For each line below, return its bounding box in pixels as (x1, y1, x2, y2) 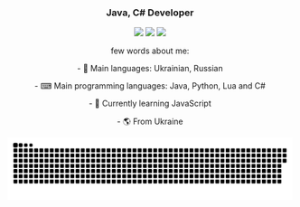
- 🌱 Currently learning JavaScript (88, 98, 212, 109)
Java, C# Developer (106, 6, 194, 19)
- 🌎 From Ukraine (117, 116, 183, 127)
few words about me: (110, 45, 190, 56)
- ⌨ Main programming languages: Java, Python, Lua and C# (33, 80, 267, 91)
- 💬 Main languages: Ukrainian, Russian (77, 63, 223, 74)
